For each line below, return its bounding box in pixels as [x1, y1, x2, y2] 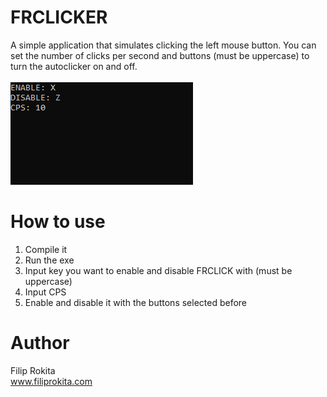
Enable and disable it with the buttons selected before [24, 296, 248, 308]
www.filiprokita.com [10, 375, 93, 387]
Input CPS [24, 286, 67, 298]
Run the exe [24, 254, 75, 266]
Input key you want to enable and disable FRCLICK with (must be [24, 264, 293, 276]
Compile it [24, 243, 68, 255]
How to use [10, 211, 106, 233]
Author [10, 332, 70, 355]
